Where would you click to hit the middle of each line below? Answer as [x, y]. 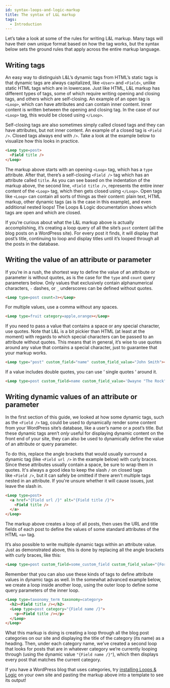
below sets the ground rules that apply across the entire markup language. [83, 49]
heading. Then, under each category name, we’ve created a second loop [81, 643]
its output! [16, 680]
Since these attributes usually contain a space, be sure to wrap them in [79, 465]
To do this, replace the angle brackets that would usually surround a [76, 453]
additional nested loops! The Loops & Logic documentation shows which [81, 207]
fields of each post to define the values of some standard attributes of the [82, 529]
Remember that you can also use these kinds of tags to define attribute [79, 574]
